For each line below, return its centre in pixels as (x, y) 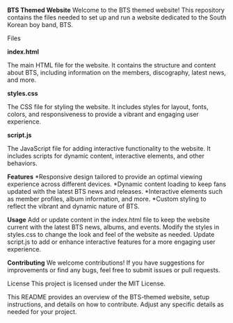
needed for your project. (42, 312)
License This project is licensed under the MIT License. (86, 283)
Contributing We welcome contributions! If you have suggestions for (106, 263)
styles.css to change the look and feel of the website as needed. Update (111, 234)
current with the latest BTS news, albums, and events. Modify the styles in (113, 227)
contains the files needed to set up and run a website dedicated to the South (117, 17)
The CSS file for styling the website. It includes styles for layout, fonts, (108, 107)
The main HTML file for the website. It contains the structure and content (112, 65)
